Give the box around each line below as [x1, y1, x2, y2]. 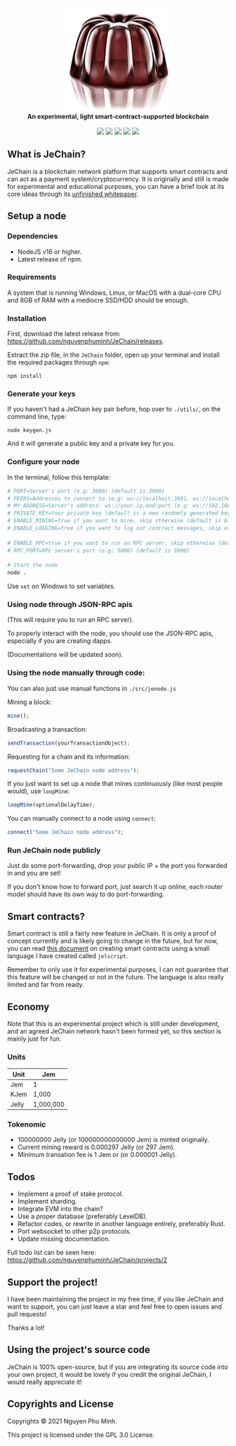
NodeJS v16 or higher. [17, 247, 82, 256]
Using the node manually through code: [7, 668, 145, 678]
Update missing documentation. [17, 1234, 110, 1243]
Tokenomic [7, 1120, 46, 1129]
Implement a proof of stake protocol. [17, 1189, 124, 1199]
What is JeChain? [7, 149, 86, 161]
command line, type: [7, 412, 67, 421]
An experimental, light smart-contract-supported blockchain [27, 112, 209, 121]
